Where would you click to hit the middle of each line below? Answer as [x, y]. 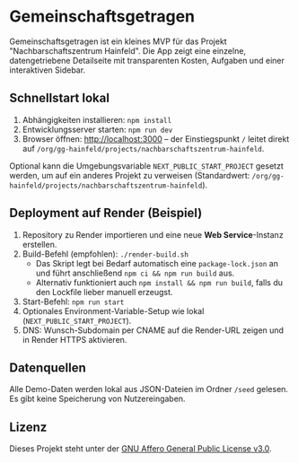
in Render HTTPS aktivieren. [74, 339]
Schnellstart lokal [60, 98]
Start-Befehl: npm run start [73, 301]
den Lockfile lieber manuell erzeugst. [104, 292]
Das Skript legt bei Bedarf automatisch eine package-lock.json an [157, 263]
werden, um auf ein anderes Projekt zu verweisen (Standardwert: [130, 175]
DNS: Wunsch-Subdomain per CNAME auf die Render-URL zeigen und [153, 330]
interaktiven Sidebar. [48, 70]
